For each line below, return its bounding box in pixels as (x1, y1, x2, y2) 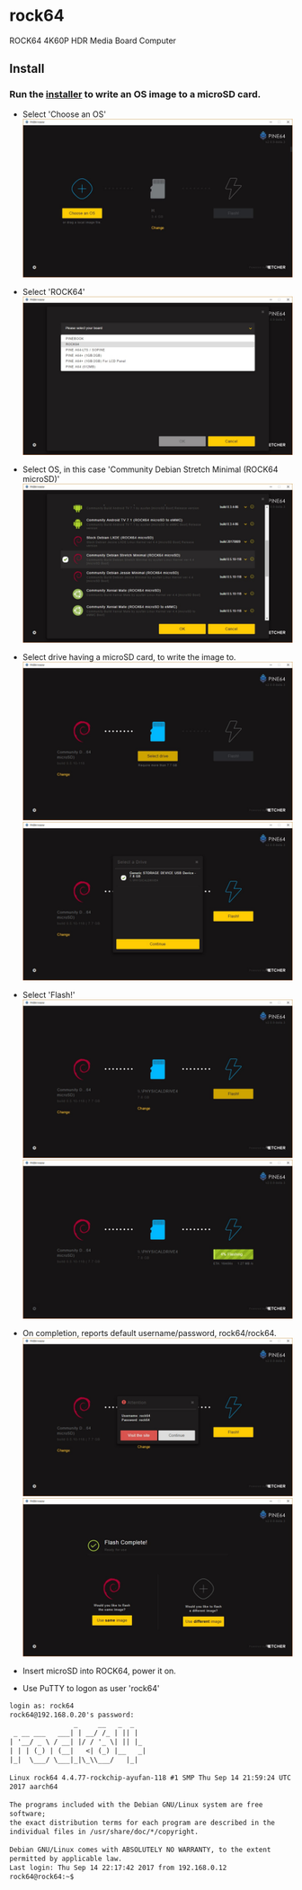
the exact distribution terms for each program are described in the (9, 1818, 276, 1828)
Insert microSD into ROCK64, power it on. (22, 1665, 177, 1677)
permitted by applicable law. (9, 1854, 123, 1864)
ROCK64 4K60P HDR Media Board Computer (9, 35, 177, 46)
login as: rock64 (9, 1701, 75, 1711)
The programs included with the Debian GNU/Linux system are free (9, 1800, 263, 1810)
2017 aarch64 (9, 1782, 58, 1792)
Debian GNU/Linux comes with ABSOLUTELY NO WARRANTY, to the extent (9, 1845, 271, 1855)
